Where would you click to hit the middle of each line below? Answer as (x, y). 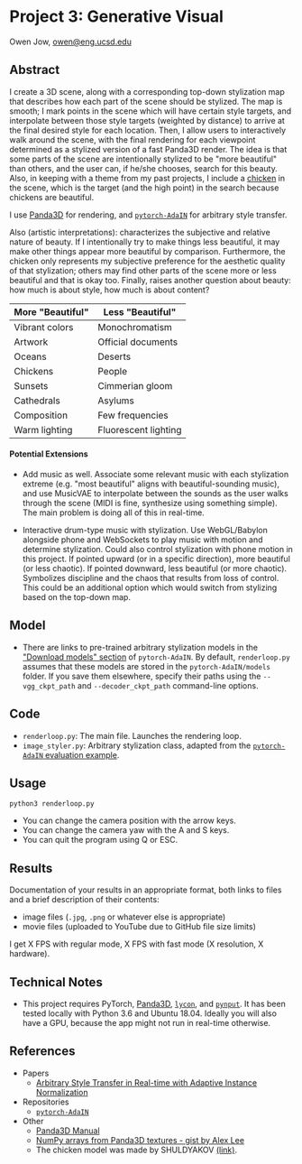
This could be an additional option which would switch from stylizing (150, 587)
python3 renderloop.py (52, 804)
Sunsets (31, 385)
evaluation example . (82, 754)
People (113, 371)
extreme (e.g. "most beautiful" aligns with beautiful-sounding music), (151, 484)
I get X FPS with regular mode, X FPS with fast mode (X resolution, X (137, 944)
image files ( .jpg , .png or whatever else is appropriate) (124, 917)
